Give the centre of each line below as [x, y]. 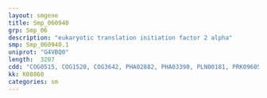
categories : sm [33, 81]
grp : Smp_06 [28, 30]
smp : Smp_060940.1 [39, 45]
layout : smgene [33, 15]
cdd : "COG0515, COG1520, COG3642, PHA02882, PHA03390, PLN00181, [118, 67]
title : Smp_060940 [39, 23]
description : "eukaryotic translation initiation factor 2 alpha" [120, 38]
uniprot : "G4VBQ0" [39, 52]
